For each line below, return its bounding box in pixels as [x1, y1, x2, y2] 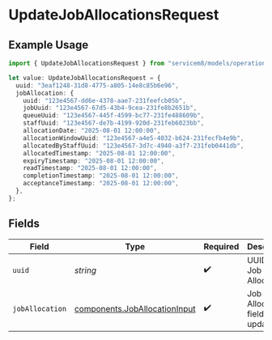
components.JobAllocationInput [74, 303, 196, 314]
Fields [8, 217, 40, 231]
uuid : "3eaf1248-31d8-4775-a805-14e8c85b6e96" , [15, 81, 180, 90]
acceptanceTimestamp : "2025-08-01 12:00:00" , [23, 180, 180, 188]
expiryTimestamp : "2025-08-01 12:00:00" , [23, 156, 164, 165]
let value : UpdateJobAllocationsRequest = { [8, 74, 161, 82]
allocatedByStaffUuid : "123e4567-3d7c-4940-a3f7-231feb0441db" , [23, 142, 244, 150]
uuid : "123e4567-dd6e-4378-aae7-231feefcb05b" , [23, 96, 186, 104]
